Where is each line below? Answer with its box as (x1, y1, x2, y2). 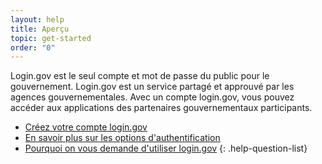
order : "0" (10, 42, 56, 53)
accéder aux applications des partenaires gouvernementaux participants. (10, 102, 313, 114)
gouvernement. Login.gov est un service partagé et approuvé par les (10, 81, 295, 93)
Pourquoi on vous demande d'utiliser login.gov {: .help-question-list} (24, 142, 308, 155)
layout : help (10, 14, 65, 25)
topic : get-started (10, 33, 92, 43)
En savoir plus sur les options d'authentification (24, 132, 221, 144)
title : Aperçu (10, 24, 70, 34)
